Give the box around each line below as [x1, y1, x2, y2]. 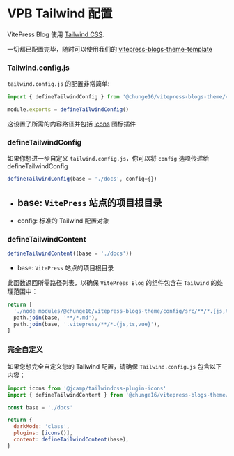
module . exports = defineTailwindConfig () [7, 106, 130, 113]
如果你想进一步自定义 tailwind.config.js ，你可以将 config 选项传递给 [7, 154, 210, 163]
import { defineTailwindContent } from [7, 391, 123, 398]
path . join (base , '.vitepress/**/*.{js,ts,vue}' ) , [13, 321, 160, 328]
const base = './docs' [7, 404, 73, 411]
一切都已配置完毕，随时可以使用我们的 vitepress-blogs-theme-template [7, 45, 212, 53]
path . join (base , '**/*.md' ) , [13, 314, 98, 321]
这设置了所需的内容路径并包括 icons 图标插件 [7, 119, 136, 128]
